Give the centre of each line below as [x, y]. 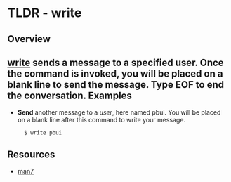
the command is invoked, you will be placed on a [115, 73]
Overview [29, 39]
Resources [31, 154]
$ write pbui [43, 133]
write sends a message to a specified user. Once [115, 62]
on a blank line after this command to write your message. [101, 120]
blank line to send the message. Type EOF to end [116, 85]
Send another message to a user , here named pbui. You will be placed [119, 112]
